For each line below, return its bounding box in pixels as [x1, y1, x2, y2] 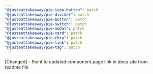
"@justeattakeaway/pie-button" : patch [5, 17, 87, 22]
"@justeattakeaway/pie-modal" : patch [5, 26, 85, 31]
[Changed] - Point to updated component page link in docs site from [5, 58, 148, 64]
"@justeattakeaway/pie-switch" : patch [5, 21, 87, 27]
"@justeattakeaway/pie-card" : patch [5, 31, 82, 36]
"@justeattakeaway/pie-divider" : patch [5, 12, 89, 17]
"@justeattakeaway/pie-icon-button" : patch [5, 7, 99, 13]
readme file [5, 64, 29, 70]
